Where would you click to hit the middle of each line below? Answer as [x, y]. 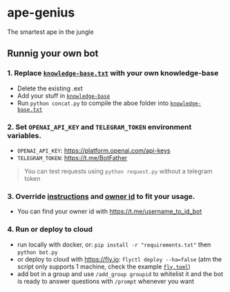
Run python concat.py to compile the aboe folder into [93, 103]
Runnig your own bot [53, 53]
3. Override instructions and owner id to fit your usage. [101, 196]
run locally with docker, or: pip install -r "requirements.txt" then [114, 244]
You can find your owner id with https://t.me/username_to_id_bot [109, 211]
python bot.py [37, 252]
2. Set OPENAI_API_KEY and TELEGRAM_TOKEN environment [99, 127]
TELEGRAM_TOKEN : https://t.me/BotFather [72, 157]
